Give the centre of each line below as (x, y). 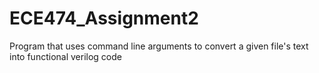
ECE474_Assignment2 (104, 18)
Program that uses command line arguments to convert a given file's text (159, 46)
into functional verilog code (65, 56)
